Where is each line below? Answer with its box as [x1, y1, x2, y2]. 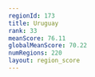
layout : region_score [8, 57, 81, 65]
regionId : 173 [8, 11, 56, 20]
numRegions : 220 [8, 49, 62, 57]
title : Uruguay [8, 19, 59, 27]
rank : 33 [8, 26, 38, 34]
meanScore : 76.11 [8, 34, 66, 43]
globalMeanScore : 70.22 [8, 42, 88, 50]
